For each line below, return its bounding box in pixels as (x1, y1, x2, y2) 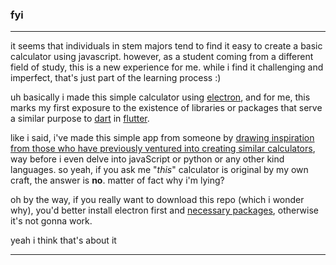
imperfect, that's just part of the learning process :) (10, 72, 222, 84)
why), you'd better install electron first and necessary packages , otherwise (10, 204, 319, 217)
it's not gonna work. (10, 215, 93, 227)
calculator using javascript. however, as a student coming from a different (10, 51, 314, 63)
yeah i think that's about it (10, 234, 117, 247)
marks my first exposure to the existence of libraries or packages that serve (10, 102, 323, 114)
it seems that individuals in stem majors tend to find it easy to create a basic (10, 40, 323, 52)
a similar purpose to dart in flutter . (10, 113, 150, 125)
